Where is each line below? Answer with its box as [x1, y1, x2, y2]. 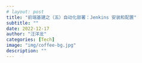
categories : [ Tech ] [6, 37, 55, 43]
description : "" [6, 48, 47, 54]
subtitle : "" [6, 20, 39, 26]
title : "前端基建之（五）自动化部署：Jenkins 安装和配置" [6, 14, 137, 20]
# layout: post [6, 8, 44, 15]
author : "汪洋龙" [6, 31, 47, 37]
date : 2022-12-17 [6, 25, 50, 32]
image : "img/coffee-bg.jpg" [6, 43, 77, 49]
